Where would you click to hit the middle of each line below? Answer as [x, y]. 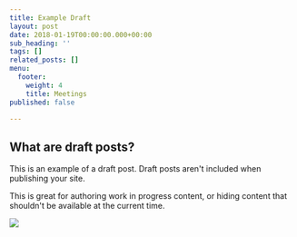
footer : [32, 77]
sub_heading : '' [40, 43]
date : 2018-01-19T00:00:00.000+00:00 [81, 35]
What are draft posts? [72, 147]
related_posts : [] [44, 60]
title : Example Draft [50, 18]
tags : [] [26, 52]
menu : [20, 69]
